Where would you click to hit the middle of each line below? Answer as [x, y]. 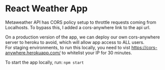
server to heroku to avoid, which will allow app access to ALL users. [75, 42]
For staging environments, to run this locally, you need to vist [68, 47]
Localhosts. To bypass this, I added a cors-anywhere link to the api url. [78, 27]
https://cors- [144, 47]
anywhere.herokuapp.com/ [33, 53]
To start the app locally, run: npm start [45, 62]
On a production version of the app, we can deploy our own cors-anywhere [83, 37]
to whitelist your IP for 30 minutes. [97, 53]
